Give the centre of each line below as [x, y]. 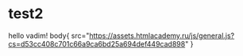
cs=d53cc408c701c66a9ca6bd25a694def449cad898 [97, 43]
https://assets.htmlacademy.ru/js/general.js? [162, 35]
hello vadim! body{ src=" [49, 35]
